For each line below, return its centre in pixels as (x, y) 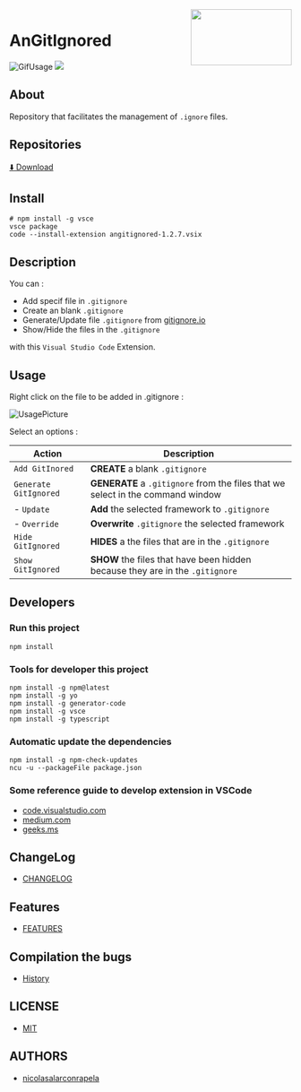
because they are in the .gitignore (163, 571)
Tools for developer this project (79, 669)
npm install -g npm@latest (60, 688)
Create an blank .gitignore (73, 311)
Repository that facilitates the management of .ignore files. (119, 117)
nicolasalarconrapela (61, 1078)
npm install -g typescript (60, 719)
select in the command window (156, 494)
